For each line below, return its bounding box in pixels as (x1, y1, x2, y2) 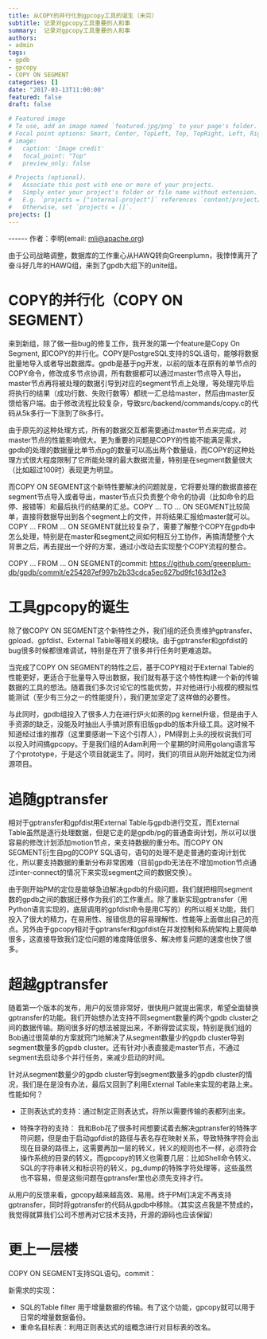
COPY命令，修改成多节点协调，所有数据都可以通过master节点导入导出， (8, 369, 246, 378)
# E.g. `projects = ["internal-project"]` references (8, 196, 197, 204)
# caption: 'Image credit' (8, 144, 105, 152)
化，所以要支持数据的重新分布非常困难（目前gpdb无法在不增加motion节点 (8, 857, 250, 868)
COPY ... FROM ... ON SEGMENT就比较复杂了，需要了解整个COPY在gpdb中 (8, 522, 256, 532)
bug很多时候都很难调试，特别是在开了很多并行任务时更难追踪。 (8, 646, 216, 655)
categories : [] (8, 78, 59, 86)
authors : (8, 33, 37, 42)
